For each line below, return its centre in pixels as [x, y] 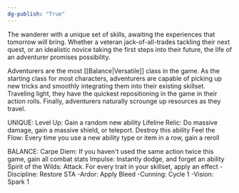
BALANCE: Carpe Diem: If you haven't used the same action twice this [111, 151]
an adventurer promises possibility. [59, 57]
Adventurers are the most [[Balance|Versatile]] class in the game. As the [113, 71]
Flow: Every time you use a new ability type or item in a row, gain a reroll [113, 137]
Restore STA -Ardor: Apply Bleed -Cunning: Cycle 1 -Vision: [127, 174]
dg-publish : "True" [36, 14]
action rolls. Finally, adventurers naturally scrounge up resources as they [114, 101]
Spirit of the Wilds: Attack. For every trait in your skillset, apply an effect [113, 166]
